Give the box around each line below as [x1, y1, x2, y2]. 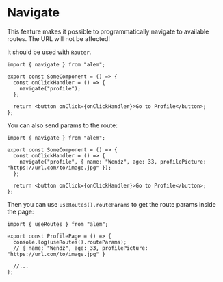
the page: [7, 207, 34, 216]
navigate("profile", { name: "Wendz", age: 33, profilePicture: [19, 158, 207, 165]
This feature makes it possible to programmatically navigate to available [7, 27, 209, 36]
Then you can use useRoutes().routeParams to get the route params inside [7, 200, 217, 208]
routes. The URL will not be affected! [7, 34, 111, 42]
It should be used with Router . [7, 48, 92, 56]
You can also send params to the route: [7, 121, 118, 129]
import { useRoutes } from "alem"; [7, 220, 109, 227]
